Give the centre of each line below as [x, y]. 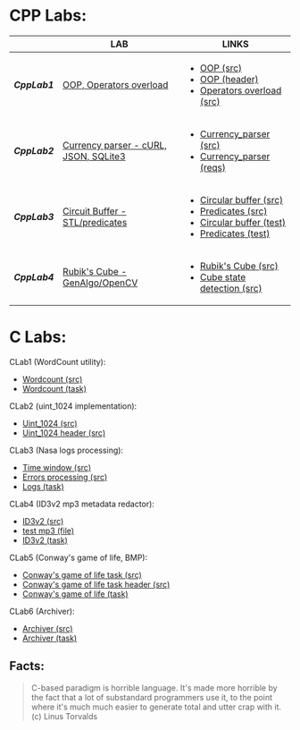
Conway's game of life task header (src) [96, 584]
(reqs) [212, 167]
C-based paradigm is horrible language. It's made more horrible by [154, 688]
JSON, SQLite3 [94, 156]
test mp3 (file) [48, 531]
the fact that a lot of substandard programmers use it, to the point [152, 697]
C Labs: [38, 337]
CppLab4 [34, 276]
